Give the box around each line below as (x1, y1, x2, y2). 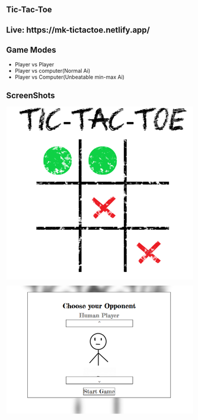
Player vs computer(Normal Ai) (14, 67, 91, 74)
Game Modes (6, 45, 56, 55)
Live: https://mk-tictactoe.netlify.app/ (6, 25, 150, 35)
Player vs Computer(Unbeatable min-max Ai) (14, 73, 124, 81)
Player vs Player (14, 60, 55, 68)
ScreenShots (6, 90, 55, 100)
